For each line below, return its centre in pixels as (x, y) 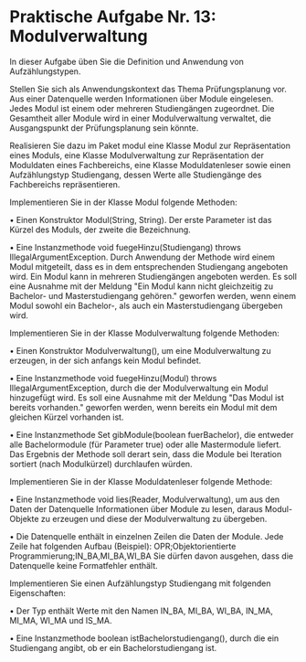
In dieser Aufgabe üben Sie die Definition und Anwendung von (127, 61)
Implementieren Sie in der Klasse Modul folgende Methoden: (123, 202)
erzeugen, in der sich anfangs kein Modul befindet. (106, 360)
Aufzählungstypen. (45, 71)
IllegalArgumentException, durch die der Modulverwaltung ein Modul (139, 388)
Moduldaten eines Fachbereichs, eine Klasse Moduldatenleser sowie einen (150, 165)
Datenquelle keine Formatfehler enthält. (84, 565)
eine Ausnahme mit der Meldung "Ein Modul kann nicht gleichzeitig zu (142, 286)
